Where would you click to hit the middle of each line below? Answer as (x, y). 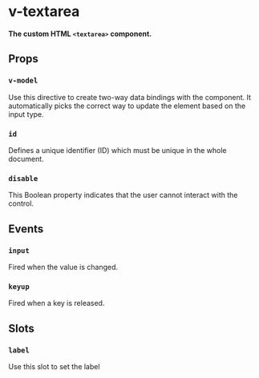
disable (23, 178)
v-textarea (44, 12)
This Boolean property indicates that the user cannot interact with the (123, 195)
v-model (23, 81)
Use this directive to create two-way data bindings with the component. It (129, 97)
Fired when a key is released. (57, 304)
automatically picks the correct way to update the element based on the (127, 106)
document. (26, 159)
